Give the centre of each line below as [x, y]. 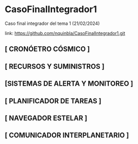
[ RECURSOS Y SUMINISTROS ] [55, 66]
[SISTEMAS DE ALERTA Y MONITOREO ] [69, 84]
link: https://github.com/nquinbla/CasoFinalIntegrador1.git [65, 33]
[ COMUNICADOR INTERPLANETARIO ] [67, 135]
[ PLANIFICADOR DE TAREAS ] [53, 101]
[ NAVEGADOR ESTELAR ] [46, 118]
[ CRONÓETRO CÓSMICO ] [47, 49]
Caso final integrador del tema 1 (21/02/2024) [52, 23]
